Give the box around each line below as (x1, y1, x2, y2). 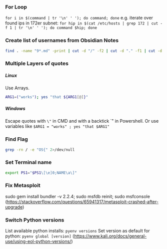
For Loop (5, 3, 27, 10)
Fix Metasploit (5, 182, 41, 189)
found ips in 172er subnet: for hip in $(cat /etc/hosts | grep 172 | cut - (5, 20, 163, 26)
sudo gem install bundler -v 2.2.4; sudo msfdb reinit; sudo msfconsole (5, 193, 150, 199)
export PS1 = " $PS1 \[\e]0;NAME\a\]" (5, 170, 77, 175)
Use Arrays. (5, 85, 30, 91)
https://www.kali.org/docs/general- (74, 233, 147, 239)
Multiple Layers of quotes (5, 60, 69, 67)
